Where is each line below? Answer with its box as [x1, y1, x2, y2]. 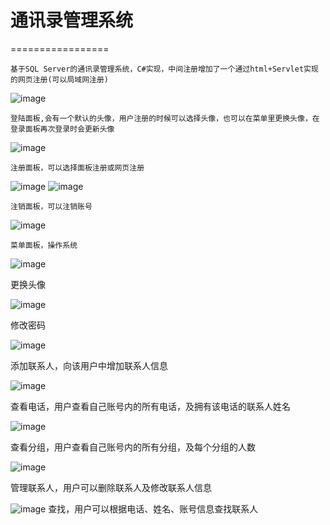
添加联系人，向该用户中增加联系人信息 [10, 359, 168, 371]
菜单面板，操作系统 [10, 240, 78, 250]
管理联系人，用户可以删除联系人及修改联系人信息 [10, 481, 212, 493]
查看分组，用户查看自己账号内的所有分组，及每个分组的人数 [10, 441, 256, 453]
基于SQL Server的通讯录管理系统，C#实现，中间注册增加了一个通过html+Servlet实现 [10, 64, 319, 74]
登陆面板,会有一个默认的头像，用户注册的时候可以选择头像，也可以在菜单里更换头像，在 [10, 113, 320, 123]
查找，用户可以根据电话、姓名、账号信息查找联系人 [48, 502, 259, 515]
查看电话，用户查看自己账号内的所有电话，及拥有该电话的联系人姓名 [10, 400, 291, 412]
